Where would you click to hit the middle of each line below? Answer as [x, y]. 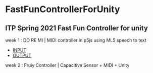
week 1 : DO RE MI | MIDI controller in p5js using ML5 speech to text [76, 40]
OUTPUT [22, 55]
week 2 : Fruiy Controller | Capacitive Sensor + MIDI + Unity [67, 65]
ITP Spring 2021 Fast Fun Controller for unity [76, 28]
